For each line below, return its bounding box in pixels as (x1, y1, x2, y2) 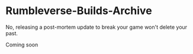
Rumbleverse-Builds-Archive (5, 4, 152, 18)
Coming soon (5, 41, 38, 48)
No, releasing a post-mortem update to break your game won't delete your (5, 23, 188, 31)
